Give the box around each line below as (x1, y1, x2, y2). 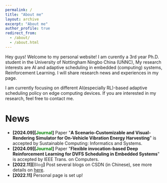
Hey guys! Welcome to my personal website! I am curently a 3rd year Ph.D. (5, 54, 159, 60)
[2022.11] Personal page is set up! (12, 172, 83, 178)
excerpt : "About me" (5, 21, 48, 27)
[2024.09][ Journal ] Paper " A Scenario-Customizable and (12, 129, 135, 135)
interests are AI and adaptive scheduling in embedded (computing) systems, (5, 64, 162, 70)
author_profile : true (5, 26, 50, 31)
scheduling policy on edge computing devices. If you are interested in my (5, 90, 156, 96)
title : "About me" (5, 12, 43, 17)
